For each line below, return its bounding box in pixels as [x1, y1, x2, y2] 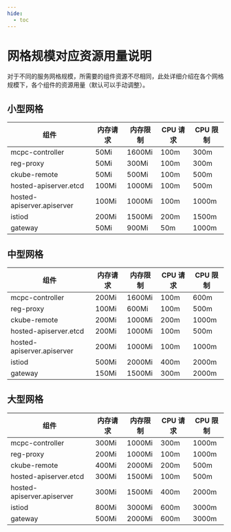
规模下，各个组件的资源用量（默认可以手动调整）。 [7, 81, 149, 89]
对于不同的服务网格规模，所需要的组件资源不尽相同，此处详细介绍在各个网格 [7, 72, 224, 81]
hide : [7, 10, 23, 17]
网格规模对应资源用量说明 [7, 48, 153, 64]
